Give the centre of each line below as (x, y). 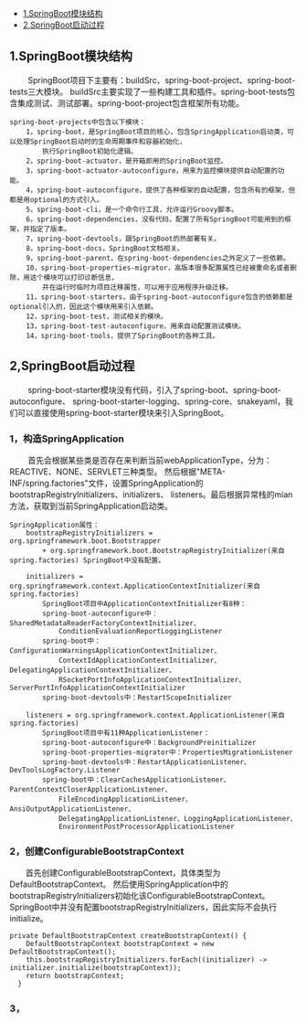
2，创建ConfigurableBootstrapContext (97, 851)
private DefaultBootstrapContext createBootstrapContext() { (128, 936)
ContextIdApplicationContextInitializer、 (139, 660)
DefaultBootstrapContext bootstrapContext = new (120, 944)
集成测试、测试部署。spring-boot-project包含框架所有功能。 (131, 102)
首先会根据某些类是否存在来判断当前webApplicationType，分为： (149, 460)
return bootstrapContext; (75, 976)
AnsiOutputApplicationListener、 (72, 809)
